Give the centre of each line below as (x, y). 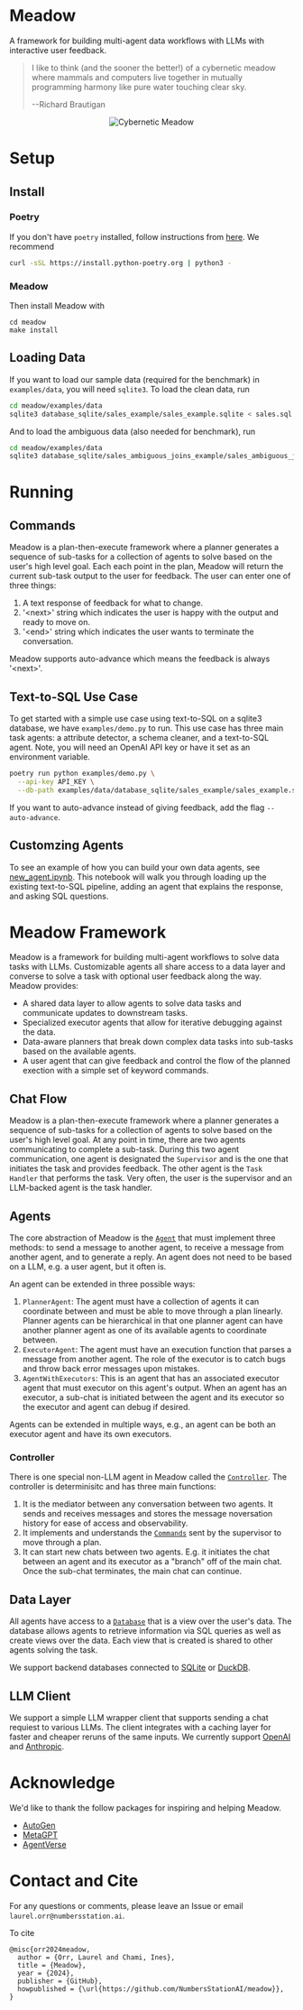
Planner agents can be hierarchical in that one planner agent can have (153, 1321)
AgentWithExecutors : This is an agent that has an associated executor (151, 1378)
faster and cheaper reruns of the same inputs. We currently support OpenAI (150, 1737)
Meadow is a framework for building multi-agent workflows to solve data (144, 957)
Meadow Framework (88, 932)
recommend (32, 246)
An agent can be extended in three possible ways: (102, 1284)
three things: (33, 585)
